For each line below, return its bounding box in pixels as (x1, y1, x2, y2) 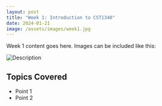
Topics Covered (6, 71, 67, 82)
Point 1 (15, 88, 32, 95)
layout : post (6, 8, 39, 15)
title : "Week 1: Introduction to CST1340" (6, 15, 115, 21)
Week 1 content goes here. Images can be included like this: (6, 42, 157, 50)
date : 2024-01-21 (6, 20, 50, 26)
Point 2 (15, 94, 33, 102)
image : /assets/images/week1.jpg (6, 25, 91, 32)
